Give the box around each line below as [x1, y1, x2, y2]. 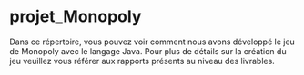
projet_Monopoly [9, 6, 142, 27]
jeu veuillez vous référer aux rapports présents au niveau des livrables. [9, 55, 275, 66]
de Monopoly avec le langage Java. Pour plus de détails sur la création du [9, 45, 287, 56]
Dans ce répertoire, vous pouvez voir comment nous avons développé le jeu [9, 36, 296, 47]
